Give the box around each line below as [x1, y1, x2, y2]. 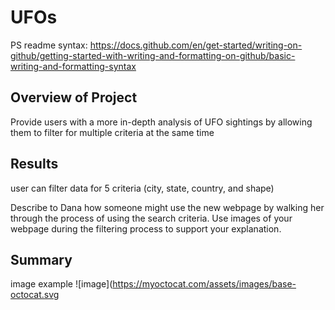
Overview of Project [10, 89, 138, 106]
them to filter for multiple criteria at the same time [10, 126, 215, 138]
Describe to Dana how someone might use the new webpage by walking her [10, 201, 325, 213]
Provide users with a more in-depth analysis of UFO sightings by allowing [10, 116, 313, 128]
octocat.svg [10, 289, 60, 301]
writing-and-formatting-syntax [10, 60, 137, 72]
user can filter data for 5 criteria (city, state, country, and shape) [10, 182, 275, 194]
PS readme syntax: [10, 39, 88, 51]
